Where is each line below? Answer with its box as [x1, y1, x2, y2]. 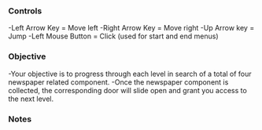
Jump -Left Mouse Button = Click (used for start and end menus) [8, 31, 219, 41]
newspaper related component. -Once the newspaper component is [8, 77, 229, 87]
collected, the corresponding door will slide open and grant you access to [8, 85, 248, 95]
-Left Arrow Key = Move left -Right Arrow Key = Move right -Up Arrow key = [8, 23, 255, 33]
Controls [8, 5, 42, 16]
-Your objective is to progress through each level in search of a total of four [8, 69, 252, 78]
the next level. [8, 94, 54, 103]
